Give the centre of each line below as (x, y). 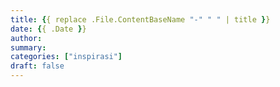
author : (26, 38)
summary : (28, 47)
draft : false (37, 66)
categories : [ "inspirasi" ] (66, 57)
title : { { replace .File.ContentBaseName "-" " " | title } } (140, 19)
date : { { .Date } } (48, 29)
